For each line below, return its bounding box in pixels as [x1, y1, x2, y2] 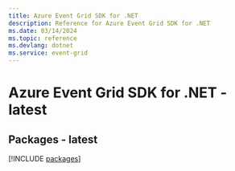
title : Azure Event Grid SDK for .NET [8, 11, 138, 20]
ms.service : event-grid [8, 49, 89, 57]
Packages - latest [8, 132, 98, 146]
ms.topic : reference [8, 34, 78, 43]
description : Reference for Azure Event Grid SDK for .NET [8, 19, 211, 27]
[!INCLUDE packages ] [8, 154, 81, 163]
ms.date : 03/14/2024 [8, 26, 78, 35]
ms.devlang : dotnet [8, 42, 74, 50]
